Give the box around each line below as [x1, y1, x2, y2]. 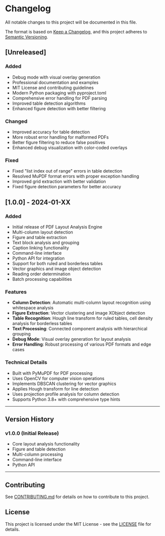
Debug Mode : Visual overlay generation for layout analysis [12, 336, 131, 342]
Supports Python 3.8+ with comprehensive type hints [12, 396, 120, 402]
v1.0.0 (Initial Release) [5, 430, 59, 437]
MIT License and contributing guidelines [12, 85, 94, 90]
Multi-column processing [12, 451, 63, 457]
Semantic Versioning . [5, 34, 48, 40]
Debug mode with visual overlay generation [12, 74, 101, 80]
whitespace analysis [12, 305, 54, 311]
